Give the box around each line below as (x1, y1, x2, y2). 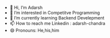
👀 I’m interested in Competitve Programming (9, 10, 100, 16)
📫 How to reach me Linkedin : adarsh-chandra (9, 20, 106, 26)
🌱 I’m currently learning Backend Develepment (9, 15, 105, 20)
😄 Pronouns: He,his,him (9, 27, 59, 33)
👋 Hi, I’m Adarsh (9, 5, 43, 10)
